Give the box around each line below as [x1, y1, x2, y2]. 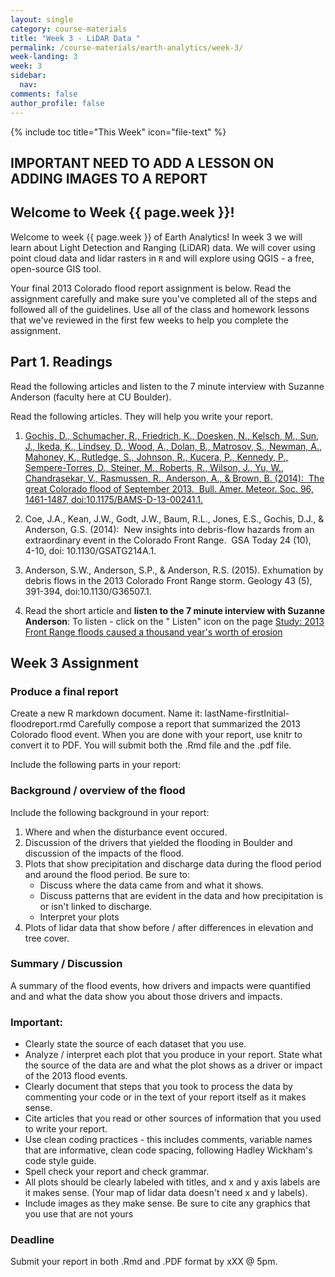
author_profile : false [10, 98, 105, 108]
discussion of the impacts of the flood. [24, 847, 185, 859]
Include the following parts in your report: [10, 759, 182, 771]
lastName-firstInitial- [204, 707, 290, 720]
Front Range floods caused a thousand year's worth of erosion [24, 626, 283, 638]
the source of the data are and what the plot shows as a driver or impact [24, 1059, 323, 1071]
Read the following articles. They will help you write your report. [10, 410, 274, 422]
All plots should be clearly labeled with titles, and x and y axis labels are [24, 1176, 321, 1188]
